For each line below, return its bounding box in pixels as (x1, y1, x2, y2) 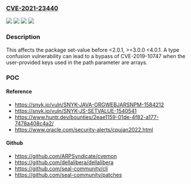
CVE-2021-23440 (6, 4, 59, 12)
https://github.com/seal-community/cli (14, 165, 108, 172)
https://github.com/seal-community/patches (14, 171, 122, 178)
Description (6, 33, 41, 41)
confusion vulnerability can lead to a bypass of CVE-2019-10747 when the (6, 52, 186, 59)
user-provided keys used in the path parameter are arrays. (6, 59, 148, 66)
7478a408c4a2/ (14, 119, 54, 127)
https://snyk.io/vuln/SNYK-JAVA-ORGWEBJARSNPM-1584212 (14, 101, 165, 108)
